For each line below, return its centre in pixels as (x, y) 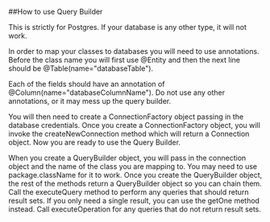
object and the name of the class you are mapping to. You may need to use (133, 166)
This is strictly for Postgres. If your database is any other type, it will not (128, 27)
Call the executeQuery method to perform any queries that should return (129, 192)
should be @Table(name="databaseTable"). (81, 68)
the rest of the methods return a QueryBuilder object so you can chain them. (135, 183)
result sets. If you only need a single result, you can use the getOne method (134, 201)
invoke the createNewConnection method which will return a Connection (129, 134)
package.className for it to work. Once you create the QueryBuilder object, (135, 175)
